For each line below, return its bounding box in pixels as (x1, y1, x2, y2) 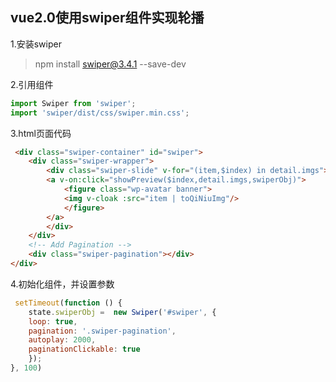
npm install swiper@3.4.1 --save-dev (34, 58, 187, 70)
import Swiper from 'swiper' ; (10, 98, 137, 108)
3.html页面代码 (10, 127, 72, 139)
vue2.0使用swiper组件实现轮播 (10, 9, 205, 27)
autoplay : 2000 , (28, 335, 97, 345)
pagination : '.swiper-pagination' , (28, 326, 177, 336)
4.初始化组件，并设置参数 (10, 278, 115, 290)
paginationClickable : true (28, 344, 141, 355)
